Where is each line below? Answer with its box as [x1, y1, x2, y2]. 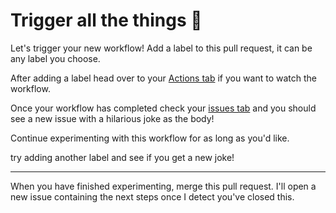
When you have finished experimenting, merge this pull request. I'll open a [10, 180, 317, 192]
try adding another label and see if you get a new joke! [10, 151, 235, 163]
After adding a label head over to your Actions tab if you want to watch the [10, 72, 317, 84]
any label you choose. [10, 52, 101, 64]
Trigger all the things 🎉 [10, 9, 203, 32]
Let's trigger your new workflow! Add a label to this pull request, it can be [10, 42, 313, 54]
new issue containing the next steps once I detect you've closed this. [10, 190, 295, 203]
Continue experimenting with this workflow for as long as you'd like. [10, 132, 290, 144]
